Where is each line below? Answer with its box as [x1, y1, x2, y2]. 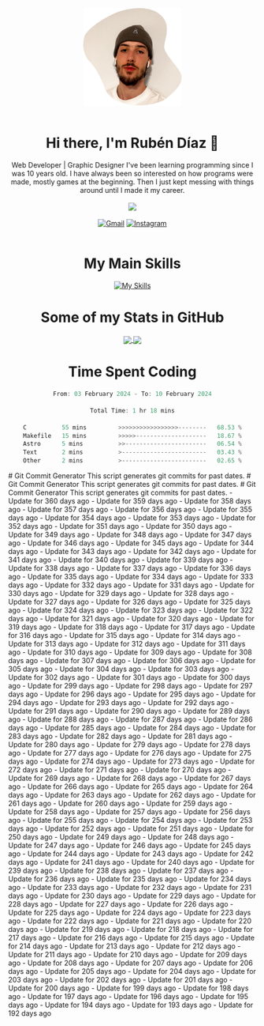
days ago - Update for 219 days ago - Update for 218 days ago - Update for [8, 925, 254, 934]
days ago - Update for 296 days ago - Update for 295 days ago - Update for [8, 689, 256, 699]
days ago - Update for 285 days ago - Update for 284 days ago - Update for [8, 723, 256, 733]
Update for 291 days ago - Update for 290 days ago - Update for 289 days [8, 707, 251, 716]
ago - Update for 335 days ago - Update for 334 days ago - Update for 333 [8, 572, 254, 582]
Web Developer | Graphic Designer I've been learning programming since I [11, 160, 254, 170]
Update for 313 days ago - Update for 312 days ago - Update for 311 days [8, 639, 246, 649]
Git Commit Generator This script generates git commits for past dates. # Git [8, 480, 256, 489]
